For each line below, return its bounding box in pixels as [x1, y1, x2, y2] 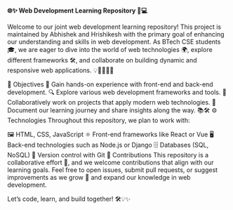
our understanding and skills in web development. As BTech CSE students [7, 38, 221, 46]
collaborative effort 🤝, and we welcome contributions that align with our [7, 158, 214, 166]
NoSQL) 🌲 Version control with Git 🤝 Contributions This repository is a [7, 151, 209, 159]
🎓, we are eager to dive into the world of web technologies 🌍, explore [7, 46, 213, 53]
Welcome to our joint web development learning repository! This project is [7, 22, 222, 31]
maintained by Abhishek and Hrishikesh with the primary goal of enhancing [7, 30, 225, 38]
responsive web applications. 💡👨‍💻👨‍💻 [7, 66, 114, 74]
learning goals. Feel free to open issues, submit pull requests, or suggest [7, 166, 218, 174]
